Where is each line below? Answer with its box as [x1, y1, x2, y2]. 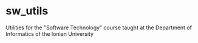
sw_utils [5, 4, 49, 18]
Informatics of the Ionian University [5, 30, 94, 37]
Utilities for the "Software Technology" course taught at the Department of [5, 24, 193, 31]
